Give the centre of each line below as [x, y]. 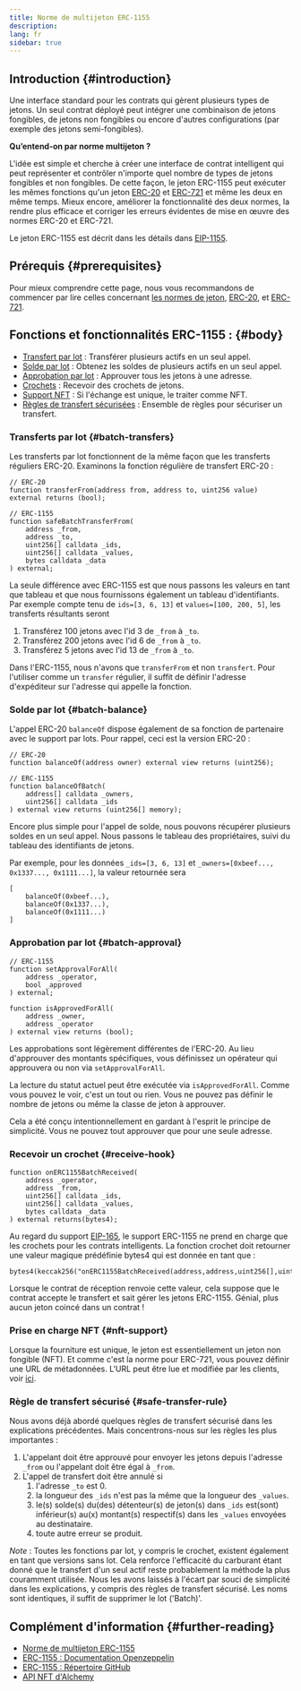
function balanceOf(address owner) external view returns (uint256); [142, 763]
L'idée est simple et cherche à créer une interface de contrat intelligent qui [147, 164]
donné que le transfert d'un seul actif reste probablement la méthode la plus [150, 1570]
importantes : [34, 1440]
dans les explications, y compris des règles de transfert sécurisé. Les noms [149, 1589]
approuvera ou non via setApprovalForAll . [87, 1068]
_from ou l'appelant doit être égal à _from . [99, 1467]
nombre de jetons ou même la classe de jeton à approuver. [117, 1103]
